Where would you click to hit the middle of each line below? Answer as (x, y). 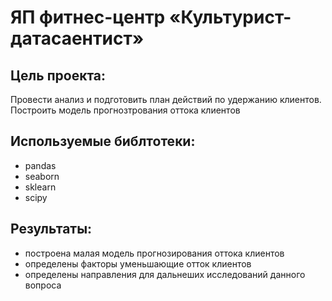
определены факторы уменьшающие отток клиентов (138, 263)
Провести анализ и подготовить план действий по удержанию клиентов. (166, 99)
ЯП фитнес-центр (88, 17)
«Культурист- (230, 17)
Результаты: (51, 229)
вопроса (43, 285)
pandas (40, 165)
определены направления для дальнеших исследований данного (165, 274)
